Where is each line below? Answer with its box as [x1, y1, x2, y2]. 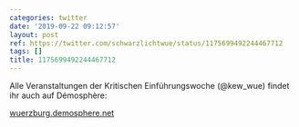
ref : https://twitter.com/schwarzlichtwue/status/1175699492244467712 [9, 38, 284, 48]
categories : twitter [9, 13, 88, 23]
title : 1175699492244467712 [9, 55, 117, 64]
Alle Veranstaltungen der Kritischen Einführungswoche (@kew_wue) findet [9, 81, 290, 91]
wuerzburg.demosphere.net [9, 108, 115, 118]
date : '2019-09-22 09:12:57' [9, 22, 120, 31]
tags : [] [9, 47, 43, 56]
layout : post [9, 30, 59, 39]
